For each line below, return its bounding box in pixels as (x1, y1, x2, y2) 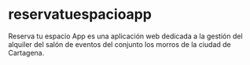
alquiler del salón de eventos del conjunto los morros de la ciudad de (8, 39, 231, 49)
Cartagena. (8, 48, 45, 57)
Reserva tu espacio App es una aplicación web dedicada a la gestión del (8, 31, 243, 41)
